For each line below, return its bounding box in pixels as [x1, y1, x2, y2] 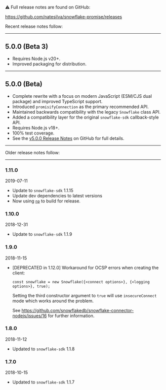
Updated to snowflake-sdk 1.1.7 [12, 379, 75, 385]
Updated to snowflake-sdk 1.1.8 [12, 346, 75, 352]
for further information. [47, 313, 95, 319]
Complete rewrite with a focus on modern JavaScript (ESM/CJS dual [12, 93, 152, 99]
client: [12, 270, 25, 276]
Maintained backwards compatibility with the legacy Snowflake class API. [12, 109, 161, 115]
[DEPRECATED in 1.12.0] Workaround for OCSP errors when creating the [12, 264, 159, 270]
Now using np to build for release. [12, 198, 81, 204]
